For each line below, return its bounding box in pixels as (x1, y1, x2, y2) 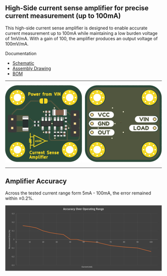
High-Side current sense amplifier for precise (5, 4, 149, 12)
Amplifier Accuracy (5, 177, 67, 185)
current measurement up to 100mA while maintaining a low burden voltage (5, 30, 158, 36)
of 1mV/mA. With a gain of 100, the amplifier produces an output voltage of (5, 35, 158, 41)
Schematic (12, 60, 35, 66)
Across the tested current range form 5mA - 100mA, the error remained (5, 190, 152, 196)
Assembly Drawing (12, 65, 51, 71)
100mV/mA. (5, 41, 29, 47)
